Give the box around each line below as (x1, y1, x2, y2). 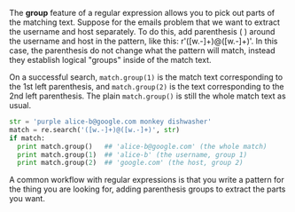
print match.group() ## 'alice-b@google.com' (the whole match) (17, 142, 268, 151)
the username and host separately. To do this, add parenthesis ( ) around (9, 27, 276, 36)
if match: (9, 133, 46, 143)
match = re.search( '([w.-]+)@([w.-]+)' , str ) (9, 125, 180, 134)
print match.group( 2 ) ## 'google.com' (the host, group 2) (17, 159, 244, 168)
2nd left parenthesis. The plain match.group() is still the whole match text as (9, 90, 286, 101)
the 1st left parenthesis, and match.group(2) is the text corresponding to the (9, 82, 285, 91)
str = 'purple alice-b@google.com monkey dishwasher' (9, 117, 213, 126)
